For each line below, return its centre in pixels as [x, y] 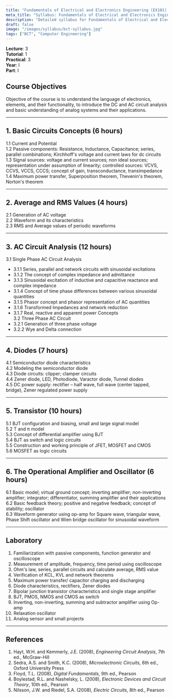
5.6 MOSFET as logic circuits [36, 451]
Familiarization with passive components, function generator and [82, 553]
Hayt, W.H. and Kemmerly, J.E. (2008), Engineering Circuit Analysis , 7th [89, 652]
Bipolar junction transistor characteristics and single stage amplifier [84, 591]
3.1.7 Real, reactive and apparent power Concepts [66, 313]
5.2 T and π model [25, 429]
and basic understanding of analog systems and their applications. [76, 110]
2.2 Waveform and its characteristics [45, 220]
